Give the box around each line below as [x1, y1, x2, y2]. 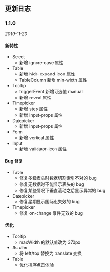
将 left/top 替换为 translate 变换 [19, 250, 82, 256]
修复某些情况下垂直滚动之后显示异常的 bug [19, 188, 106, 194]
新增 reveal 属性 [19, 95, 52, 100]
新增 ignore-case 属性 [19, 59, 64, 65]
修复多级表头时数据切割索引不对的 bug [19, 175, 97, 181]
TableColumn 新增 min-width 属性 [19, 77, 88, 83]
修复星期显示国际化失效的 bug [19, 199, 80, 205]
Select [12, 53, 25, 60]
